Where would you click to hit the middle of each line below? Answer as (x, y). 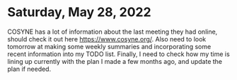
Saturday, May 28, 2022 (79, 12)
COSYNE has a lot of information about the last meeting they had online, (112, 32)
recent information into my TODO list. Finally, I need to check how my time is (118, 54)
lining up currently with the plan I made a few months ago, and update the (115, 61)
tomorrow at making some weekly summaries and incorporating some (109, 46)
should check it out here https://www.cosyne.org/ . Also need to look (107, 39)
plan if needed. (29, 69)
